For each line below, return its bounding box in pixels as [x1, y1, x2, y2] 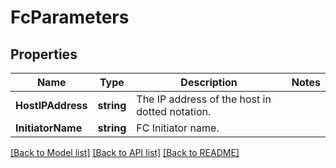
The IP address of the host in [136, 92, 272, 106]
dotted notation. [136, 105, 212, 118]
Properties [10, 46, 78, 63]
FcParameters [10, 6, 130, 29]
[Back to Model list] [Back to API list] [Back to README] [10, 147, 240, 158]
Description [180, 76, 238, 89]
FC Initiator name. [136, 121, 220, 135]
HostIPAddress [15, 99, 88, 112]
